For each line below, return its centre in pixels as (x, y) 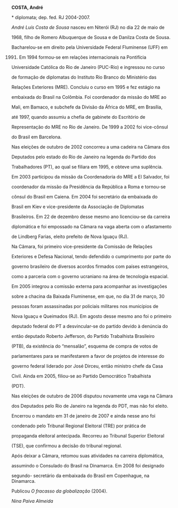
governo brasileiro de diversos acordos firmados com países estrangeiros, (90, 266)
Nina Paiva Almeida (32, 501)
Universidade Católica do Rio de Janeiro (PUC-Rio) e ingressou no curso (88, 67)
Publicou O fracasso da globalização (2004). (60, 491)
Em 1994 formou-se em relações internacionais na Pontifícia (83, 57)
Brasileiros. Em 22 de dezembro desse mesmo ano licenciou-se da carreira (91, 216)
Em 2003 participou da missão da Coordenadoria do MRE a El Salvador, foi (91, 177)
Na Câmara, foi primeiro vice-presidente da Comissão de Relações (82, 247)
